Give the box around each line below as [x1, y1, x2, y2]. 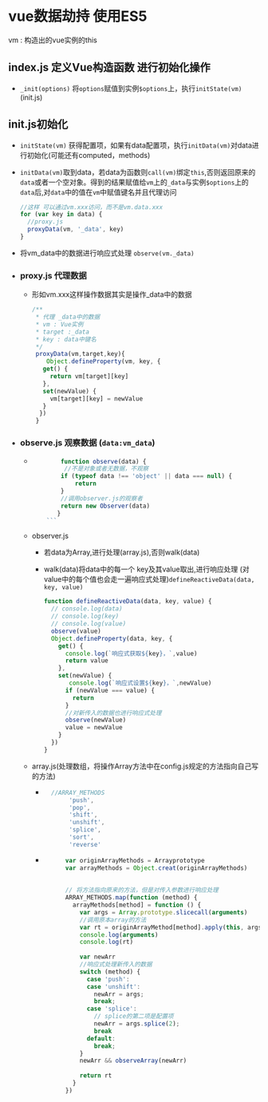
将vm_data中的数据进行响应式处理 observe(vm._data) [19, 248, 195, 258]
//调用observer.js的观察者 [60, 494, 144, 503]
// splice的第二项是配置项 [93, 1013, 174, 1021]
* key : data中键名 [35, 335, 97, 343]
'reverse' [69, 840, 101, 848]
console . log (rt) [79, 938, 134, 946]
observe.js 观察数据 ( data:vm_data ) [19, 437, 156, 448]
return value [65, 657, 109, 665]
